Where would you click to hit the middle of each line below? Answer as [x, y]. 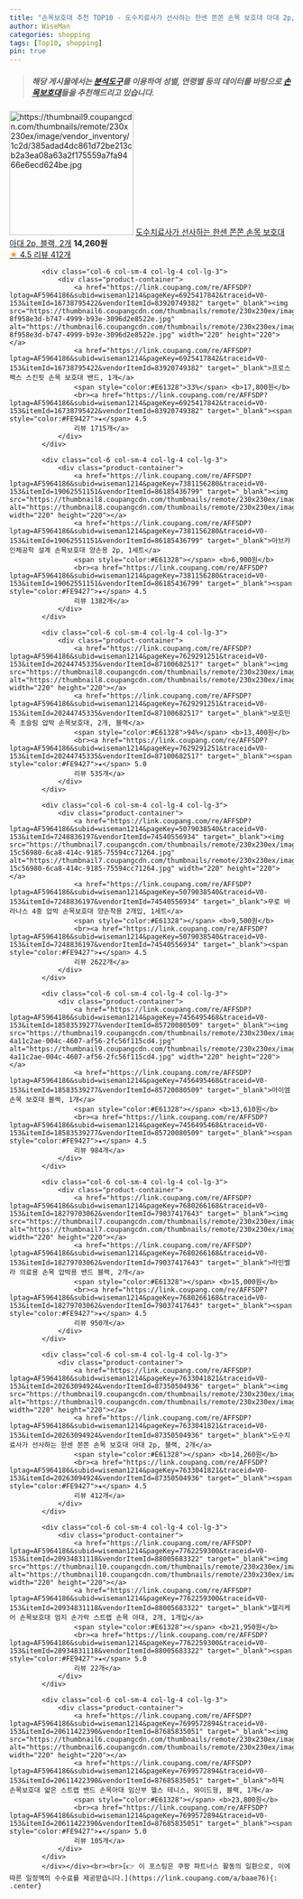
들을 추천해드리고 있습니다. [108, 92]
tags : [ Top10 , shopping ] [56, 43]
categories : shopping [50, 34]
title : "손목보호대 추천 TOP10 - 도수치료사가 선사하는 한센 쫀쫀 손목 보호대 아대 [144, 18]
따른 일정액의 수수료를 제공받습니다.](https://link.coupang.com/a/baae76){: [143, 1878]
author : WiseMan [40, 26]
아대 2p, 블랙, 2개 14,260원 [59, 244]
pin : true [28, 51]
